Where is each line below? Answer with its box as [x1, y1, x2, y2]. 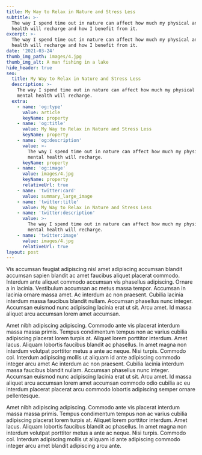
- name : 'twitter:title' [17, 199, 79, 205]
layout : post [6, 249, 39, 255]
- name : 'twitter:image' [17, 232, 79, 238]
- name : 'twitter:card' [17, 188, 77, 194]
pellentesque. [6, 392, 40, 400]
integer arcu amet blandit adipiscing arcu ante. [6, 442, 121, 450]
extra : [11, 98, 28, 104]
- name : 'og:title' [17, 121, 66, 127]
